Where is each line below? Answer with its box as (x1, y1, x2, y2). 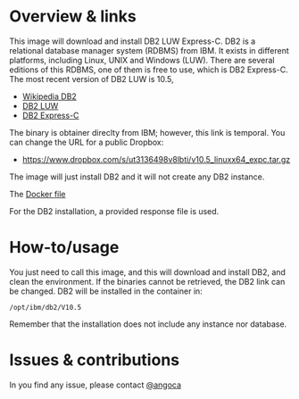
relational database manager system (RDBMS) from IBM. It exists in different (9, 45, 290, 55)
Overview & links (9, 6, 137, 27)
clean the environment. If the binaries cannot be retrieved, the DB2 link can (9, 276, 286, 287)
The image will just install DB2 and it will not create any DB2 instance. (9, 171, 265, 182)
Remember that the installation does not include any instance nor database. (9, 319, 287, 329)
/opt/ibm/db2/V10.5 (9, 303, 82, 312)
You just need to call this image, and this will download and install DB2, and (9, 266, 286, 278)
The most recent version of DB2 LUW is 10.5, (9, 73, 174, 84)
